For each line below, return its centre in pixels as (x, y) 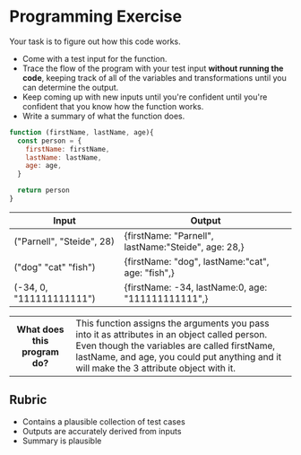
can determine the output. (70, 87)
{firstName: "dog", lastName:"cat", (197, 261)
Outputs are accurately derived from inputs (102, 431)
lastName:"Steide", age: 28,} (184, 247)
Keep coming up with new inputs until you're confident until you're (145, 97)
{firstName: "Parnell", (169, 235)
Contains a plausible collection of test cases (103, 421)
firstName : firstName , (68, 149)
